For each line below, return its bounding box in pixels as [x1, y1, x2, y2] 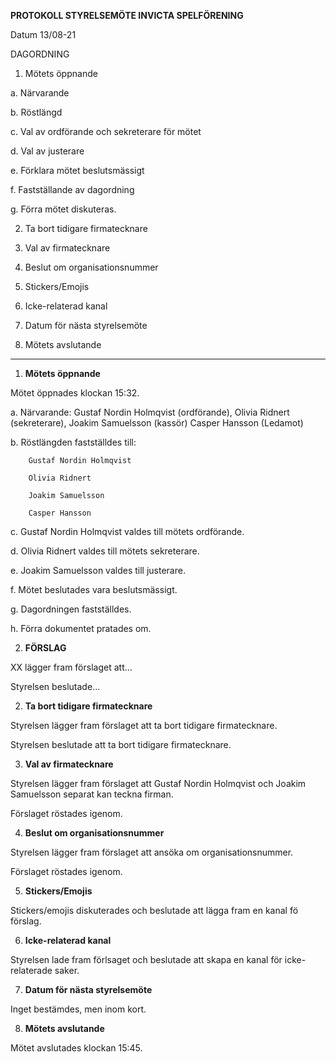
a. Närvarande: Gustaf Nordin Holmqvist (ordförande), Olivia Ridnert [10, 406, 290, 418]
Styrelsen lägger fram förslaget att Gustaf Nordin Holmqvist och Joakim [10, 778, 307, 789]
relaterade [10, 965, 53, 976]
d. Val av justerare [10, 145, 85, 157]
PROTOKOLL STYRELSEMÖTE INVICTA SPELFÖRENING [10, 10, 244, 21]
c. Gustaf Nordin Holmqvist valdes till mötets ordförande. [10, 526, 245, 537]
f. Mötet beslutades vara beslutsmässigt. [10, 584, 178, 595]
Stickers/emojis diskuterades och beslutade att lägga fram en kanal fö [10, 905, 299, 916]
